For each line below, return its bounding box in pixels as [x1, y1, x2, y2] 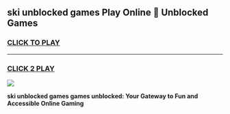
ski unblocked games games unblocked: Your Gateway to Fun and [7, 91, 199, 100]
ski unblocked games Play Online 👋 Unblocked [7, 7, 209, 18]
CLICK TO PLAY [7, 38, 60, 48]
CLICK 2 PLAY [7, 63, 55, 73]
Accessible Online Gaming [7, 99, 84, 107]
